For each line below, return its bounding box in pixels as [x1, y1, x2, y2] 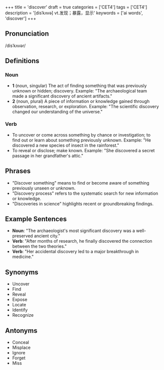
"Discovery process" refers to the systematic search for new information [12, 190, 159, 196]
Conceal [12, 340, 29, 346]
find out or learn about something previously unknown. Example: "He [12, 137, 151, 143]
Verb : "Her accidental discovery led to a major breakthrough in [12, 249, 139, 254]
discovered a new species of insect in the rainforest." [12, 142, 120, 148]
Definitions [5, 57, 40, 65]
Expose [12, 297, 28, 302]
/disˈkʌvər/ [5, 43, 26, 48]
